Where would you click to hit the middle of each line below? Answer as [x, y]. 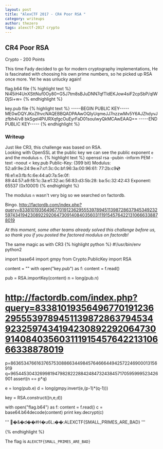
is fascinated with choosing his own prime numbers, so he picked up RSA [79, 74]
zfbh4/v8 [14, 119]
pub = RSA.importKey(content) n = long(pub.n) [52, 278]
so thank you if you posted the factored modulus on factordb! [67, 235]
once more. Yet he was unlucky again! [43, 79]
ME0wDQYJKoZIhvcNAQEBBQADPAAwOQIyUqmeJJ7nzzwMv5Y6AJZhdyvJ [81, 113]
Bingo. [11, 205]
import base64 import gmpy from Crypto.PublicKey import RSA [68, 259]
